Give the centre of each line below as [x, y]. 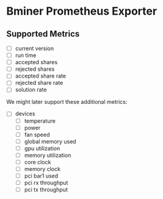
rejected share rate [39, 83]
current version [34, 48]
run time [26, 56]
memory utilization [48, 155]
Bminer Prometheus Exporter [82, 11]
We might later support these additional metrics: [67, 102]
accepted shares [36, 62]
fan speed [37, 134]
